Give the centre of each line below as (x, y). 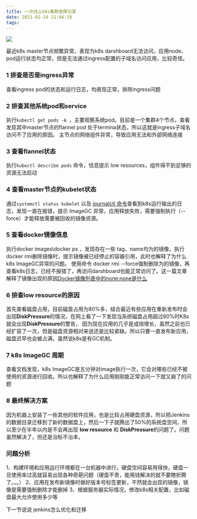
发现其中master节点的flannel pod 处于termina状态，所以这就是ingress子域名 (98, 127)
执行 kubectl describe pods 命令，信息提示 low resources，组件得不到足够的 (98, 165)
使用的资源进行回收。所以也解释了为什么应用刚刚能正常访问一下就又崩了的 (96, 377)
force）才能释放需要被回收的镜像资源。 (54, 218)
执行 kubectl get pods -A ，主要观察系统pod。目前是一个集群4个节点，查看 (98, 120)
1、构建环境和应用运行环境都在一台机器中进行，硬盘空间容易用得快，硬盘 (95, 468)
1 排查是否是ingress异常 (40, 75)
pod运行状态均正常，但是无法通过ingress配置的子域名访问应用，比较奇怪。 (97, 58)
